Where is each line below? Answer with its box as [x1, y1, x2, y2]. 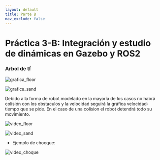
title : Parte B [5, 12, 36, 17]
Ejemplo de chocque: [12, 139, 56, 145]
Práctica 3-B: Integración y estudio [5, 37, 151, 49]
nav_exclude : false [5, 16, 45, 21]
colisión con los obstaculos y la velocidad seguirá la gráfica [5, 101, 126, 107]
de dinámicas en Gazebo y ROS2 [5, 48, 141, 59]
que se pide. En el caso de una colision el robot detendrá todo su [20, 106, 152, 112]
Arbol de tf [5, 65, 31, 72]
